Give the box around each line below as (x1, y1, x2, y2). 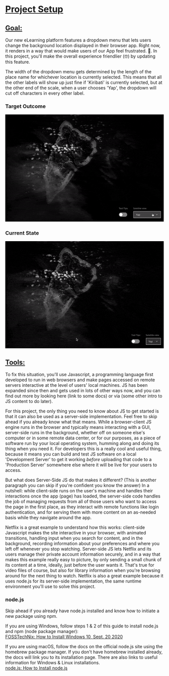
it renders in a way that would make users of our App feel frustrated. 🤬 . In (5, 48, 157, 54)
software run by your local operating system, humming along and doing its (5, 440, 159, 446)
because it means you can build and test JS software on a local (5, 451, 137, 457)
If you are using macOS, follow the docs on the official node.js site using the (5, 643, 163, 649)
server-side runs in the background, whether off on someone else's (5, 430, 145, 436)
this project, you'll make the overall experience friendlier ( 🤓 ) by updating (5, 53, 156, 59)
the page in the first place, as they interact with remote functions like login (5, 504, 159, 510)
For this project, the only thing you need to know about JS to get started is (5, 408, 159, 414)
